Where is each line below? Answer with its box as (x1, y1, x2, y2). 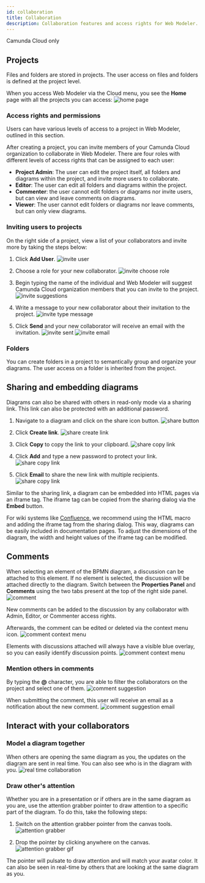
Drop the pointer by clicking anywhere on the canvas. (15, 838, 151, 846)
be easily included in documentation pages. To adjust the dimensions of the (6, 527, 197, 534)
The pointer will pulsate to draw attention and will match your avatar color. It (6, 857, 198, 864)
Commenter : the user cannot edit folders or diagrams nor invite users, (15, 188, 193, 195)
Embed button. (6, 502, 44, 509)
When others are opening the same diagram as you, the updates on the (6, 753, 186, 760)
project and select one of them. (6, 684, 86, 692)
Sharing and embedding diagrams (6, 382, 139, 393)
